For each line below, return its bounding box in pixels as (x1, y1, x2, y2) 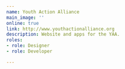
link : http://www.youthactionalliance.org (6, 25, 115, 32)
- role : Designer (6, 43, 50, 49)
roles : (6, 37, 23, 43)
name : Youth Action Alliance (6, 8, 80, 15)
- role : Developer (6, 48, 53, 54)
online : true (6, 20, 39, 26)
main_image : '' (6, 15, 45, 21)
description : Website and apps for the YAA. (6, 31, 120, 38)
